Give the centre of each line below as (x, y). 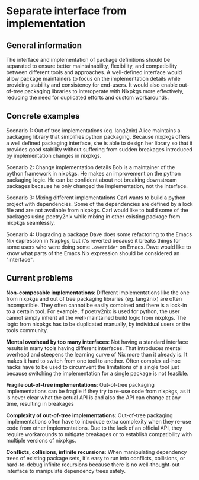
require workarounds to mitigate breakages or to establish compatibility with (99, 434)
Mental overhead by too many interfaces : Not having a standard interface (97, 342)
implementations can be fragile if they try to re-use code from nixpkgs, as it (98, 391)
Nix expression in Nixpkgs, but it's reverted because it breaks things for (93, 240)
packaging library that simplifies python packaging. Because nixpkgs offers (98, 136)
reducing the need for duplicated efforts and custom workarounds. (88, 97)
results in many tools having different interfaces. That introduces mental (94, 348)
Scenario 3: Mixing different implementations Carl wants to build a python (96, 198)
